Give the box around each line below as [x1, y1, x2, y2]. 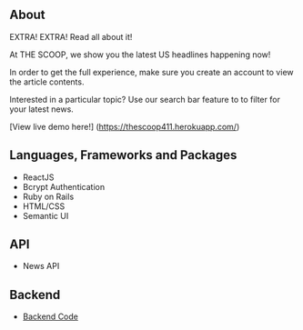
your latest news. [9, 104, 75, 115]
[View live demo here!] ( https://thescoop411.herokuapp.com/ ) [9, 121, 240, 132]
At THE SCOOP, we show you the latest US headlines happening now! [9, 49, 271, 60]
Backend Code [22, 311, 79, 322]
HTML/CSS [22, 200, 66, 212]
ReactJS [22, 172, 55, 183]
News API [22, 261, 60, 272]
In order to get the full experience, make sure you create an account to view [9, 66, 294, 77]
